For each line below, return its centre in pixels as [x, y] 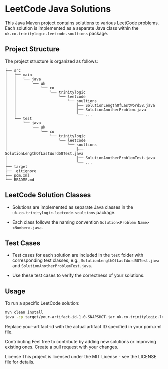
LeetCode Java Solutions [58, 9]
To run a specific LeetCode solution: [42, 303]
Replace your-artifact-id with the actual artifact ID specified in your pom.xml [83, 326]
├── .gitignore [21, 171]
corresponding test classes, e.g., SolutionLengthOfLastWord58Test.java [86, 260]
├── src [13, 70]
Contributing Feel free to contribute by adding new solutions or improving [81, 341]
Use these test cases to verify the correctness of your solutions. [78, 275]
